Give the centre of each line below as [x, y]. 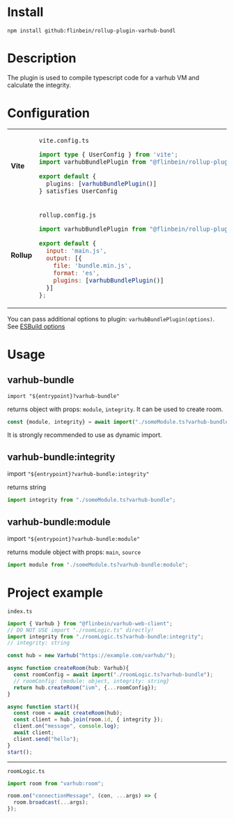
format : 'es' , [77, 273]
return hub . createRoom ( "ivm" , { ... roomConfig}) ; [85, 687]
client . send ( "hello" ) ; [46, 739]
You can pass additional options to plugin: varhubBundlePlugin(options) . [111, 319]
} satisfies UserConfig [78, 191]
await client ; [34, 733]
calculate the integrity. [39, 85]
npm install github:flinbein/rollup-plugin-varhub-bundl [92, 31]
